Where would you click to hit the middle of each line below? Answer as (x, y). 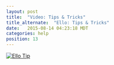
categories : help (27, 34)
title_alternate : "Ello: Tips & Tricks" (58, 22)
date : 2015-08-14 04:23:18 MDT (47, 28)
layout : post (22, 12)
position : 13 (22, 39)
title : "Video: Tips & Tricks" (46, 17)
